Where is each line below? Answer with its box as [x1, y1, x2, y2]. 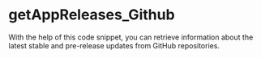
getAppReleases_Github [8, 6, 176, 24]
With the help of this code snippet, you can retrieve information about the [8, 32, 254, 42]
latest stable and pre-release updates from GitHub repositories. [8, 40, 220, 50]
